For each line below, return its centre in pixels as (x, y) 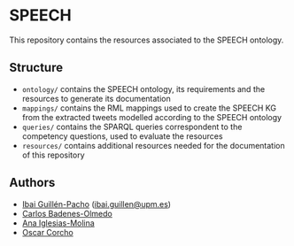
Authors (32, 183)
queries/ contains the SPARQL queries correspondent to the (132, 127)
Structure (36, 68)
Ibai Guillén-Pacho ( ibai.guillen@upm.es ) (96, 204)
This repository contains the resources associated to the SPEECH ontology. (147, 40)
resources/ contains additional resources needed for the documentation (153, 145)
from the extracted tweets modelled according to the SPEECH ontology (151, 117)
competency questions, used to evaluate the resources (122, 136)
